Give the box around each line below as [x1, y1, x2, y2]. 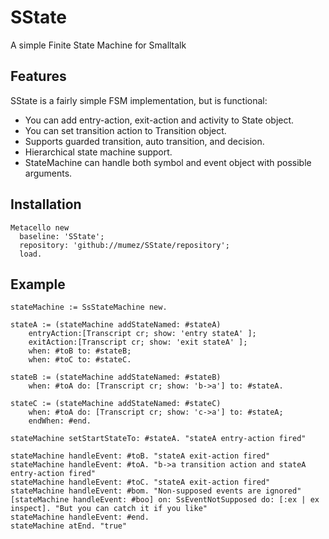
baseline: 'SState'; [19, 231, 105, 241]
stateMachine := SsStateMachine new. [10, 302, 168, 313]
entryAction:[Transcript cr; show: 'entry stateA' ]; [28, 329, 257, 339]
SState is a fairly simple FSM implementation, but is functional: [10, 94, 268, 106]
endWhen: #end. [28, 416, 92, 426]
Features [10, 68, 67, 85]
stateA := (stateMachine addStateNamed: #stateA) [10, 320, 222, 330]
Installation [10, 196, 82, 213]
